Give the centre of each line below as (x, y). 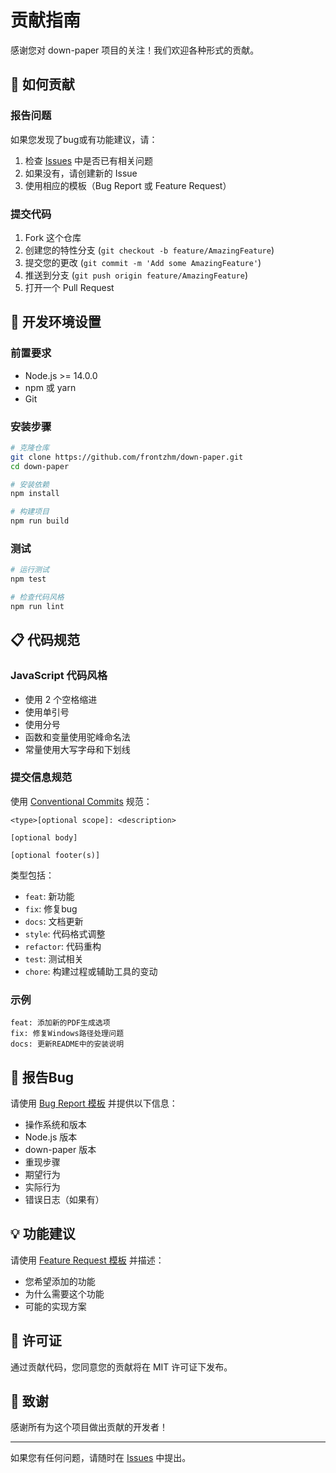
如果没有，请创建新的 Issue (81, 173)
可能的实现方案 (55, 1306)
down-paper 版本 (60, 1149)
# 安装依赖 (30, 484)
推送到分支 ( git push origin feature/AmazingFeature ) (136, 275)
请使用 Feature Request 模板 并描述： (87, 1260)
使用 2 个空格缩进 (61, 699)
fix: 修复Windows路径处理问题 (67, 1034)
